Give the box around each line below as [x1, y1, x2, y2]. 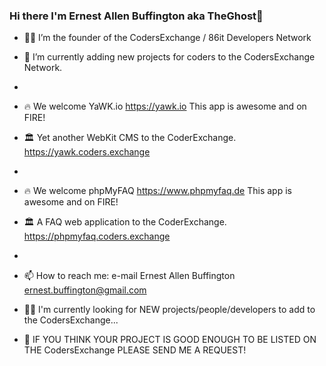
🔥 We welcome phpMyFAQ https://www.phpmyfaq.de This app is [23, 185, 292, 197]
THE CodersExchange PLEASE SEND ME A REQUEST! [23, 344, 247, 356]
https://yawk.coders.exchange [23, 146, 151, 158]
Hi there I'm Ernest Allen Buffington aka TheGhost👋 [9, 9, 264, 23]
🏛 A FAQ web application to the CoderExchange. [23, 216, 227, 228]
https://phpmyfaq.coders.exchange [23, 230, 171, 243]
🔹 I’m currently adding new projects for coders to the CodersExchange [23, 51, 316, 63]
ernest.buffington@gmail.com [23, 284, 147, 296]
